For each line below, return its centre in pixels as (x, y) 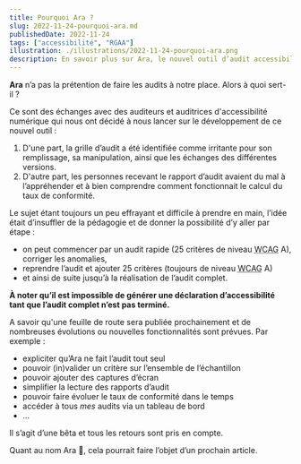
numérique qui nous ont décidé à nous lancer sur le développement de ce (146, 121)
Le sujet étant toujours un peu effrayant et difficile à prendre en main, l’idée (148, 213)
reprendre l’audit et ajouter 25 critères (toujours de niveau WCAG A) (147, 268)
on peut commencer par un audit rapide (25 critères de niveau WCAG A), (157, 249)
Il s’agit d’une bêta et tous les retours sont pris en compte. (116, 433)
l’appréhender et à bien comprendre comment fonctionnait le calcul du (152, 186)
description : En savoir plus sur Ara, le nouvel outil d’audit (130, 59)
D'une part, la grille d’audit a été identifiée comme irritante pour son (147, 148)
